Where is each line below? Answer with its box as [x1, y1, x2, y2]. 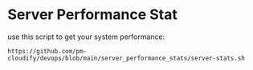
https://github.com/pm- [7, 47, 88, 55]
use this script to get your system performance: [7, 32, 165, 41]
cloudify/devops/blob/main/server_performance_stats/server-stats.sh [7, 54, 246, 62]
